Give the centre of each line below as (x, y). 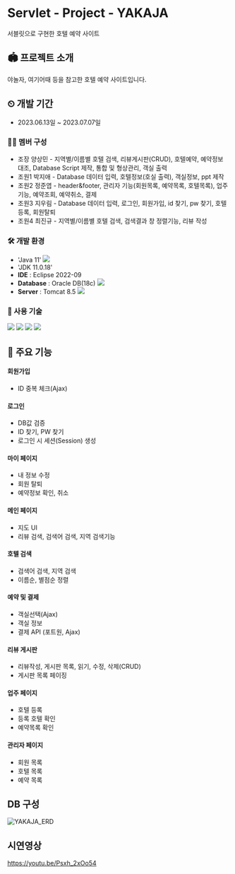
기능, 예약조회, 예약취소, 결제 (57, 194)
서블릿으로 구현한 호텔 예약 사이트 (54, 33)
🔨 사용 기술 (25, 311)
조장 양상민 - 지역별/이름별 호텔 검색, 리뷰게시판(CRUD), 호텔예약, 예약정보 (120, 159)
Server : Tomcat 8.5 (47, 292)
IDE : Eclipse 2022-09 (49, 275)
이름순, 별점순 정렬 (43, 579)
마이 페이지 (22, 458)
